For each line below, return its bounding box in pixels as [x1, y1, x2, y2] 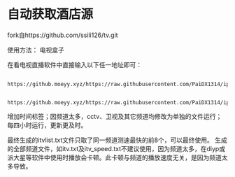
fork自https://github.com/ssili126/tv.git [7, 31, 118, 39]
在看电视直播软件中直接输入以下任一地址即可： [7, 60, 142, 69]
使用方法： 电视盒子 [7, 45, 64, 54]
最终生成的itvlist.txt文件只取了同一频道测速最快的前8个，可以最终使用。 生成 [7, 136, 227, 144]
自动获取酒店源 [7, 6, 94, 22]
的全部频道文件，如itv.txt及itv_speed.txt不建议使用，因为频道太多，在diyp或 [7, 144, 226, 153]
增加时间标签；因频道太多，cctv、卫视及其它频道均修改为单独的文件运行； [7, 112, 222, 120]
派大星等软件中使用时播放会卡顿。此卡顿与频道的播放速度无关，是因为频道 [7, 153, 222, 162]
